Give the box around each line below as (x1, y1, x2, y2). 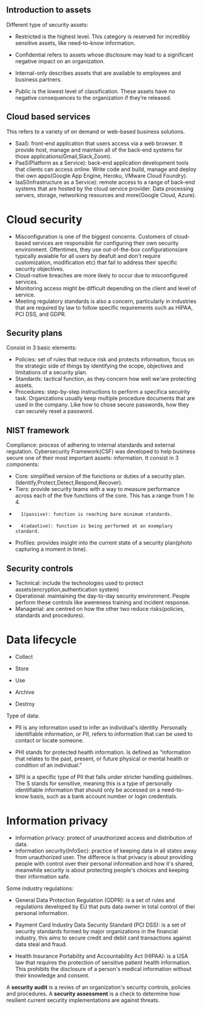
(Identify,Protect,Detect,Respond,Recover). (15, 479, 123, 486)
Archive (15, 688, 35, 695)
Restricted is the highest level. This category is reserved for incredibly (15, 33, 190, 40)
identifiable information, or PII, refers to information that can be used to (15, 730, 193, 737)
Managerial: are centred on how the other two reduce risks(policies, (15, 605, 185, 612)
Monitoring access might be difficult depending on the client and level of (15, 284, 197, 291)
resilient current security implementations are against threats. (6, 996, 160, 1003)
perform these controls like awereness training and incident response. (15, 599, 190, 606)
